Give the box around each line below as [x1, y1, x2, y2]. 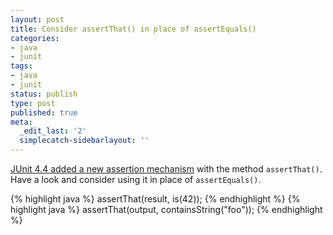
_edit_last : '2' [19, 126, 87, 136]
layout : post [10, 14, 65, 25]
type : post [10, 98, 56, 108]
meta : [10, 117, 33, 127]
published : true [10, 107, 78, 118]
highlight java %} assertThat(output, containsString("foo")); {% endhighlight [10, 204, 323, 215]
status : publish [10, 89, 78, 99]
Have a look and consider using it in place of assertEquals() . [10, 174, 262, 185]
